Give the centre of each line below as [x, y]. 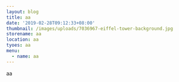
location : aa [23, 40]
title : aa [19, 17]
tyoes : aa [19, 45]
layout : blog [23, 12]
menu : [13, 51]
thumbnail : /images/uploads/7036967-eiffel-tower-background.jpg [89, 28]
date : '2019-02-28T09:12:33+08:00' [51, 23]
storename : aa [24, 34]
